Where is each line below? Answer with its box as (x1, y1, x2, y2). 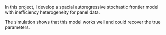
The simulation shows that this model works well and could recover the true (5, 19, 161, 25)
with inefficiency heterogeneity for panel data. (5, 9, 100, 15)
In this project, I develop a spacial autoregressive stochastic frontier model (5, 4, 159, 10)
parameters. (5, 24, 30, 30)
